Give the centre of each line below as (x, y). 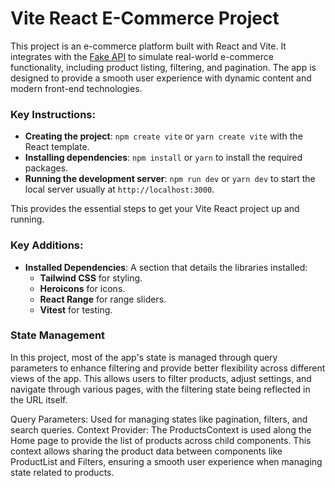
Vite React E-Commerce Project (145, 18)
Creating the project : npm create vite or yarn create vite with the (163, 136)
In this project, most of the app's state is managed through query (144, 357)
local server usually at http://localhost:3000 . (119, 189)
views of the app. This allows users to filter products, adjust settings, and (161, 378)
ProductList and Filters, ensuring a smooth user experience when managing (166, 461)
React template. (57, 147)
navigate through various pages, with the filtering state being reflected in (160, 389)
